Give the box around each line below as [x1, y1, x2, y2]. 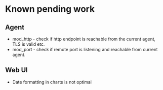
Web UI [5, 66, 28, 74]
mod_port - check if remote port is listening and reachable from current [12, 47, 158, 52]
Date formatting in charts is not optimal [12, 79, 92, 85]
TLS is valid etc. [12, 41, 45, 47]
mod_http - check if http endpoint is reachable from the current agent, [12, 36, 156, 42]
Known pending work [5, 3, 95, 15]
